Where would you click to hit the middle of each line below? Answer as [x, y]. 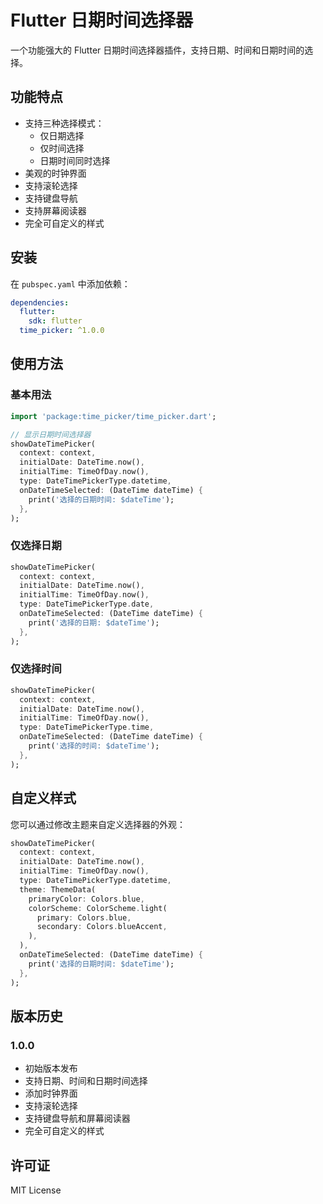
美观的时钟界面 [55, 173]
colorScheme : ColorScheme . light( [98, 908]
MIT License [36, 1190]
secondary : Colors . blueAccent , [102, 927]
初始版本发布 [51, 1068]
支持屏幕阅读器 [55, 210]
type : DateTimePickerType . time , [87, 727]
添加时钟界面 [51, 1093]
